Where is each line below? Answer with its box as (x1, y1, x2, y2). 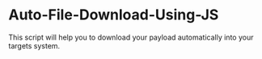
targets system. (8, 40, 61, 50)
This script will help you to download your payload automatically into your (8, 32, 254, 42)
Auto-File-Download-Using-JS (8, 6, 219, 24)
